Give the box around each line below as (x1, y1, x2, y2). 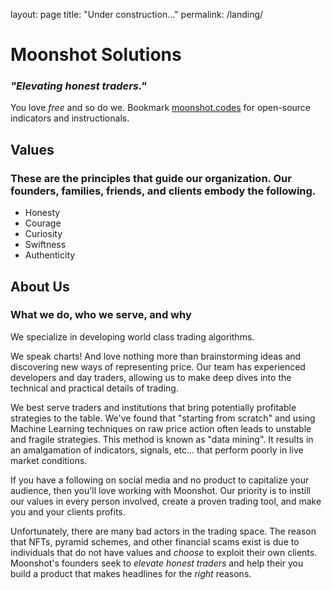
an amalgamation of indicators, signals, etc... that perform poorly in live (10, 444, 304, 456)
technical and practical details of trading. (10, 382, 179, 394)
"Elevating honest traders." (10, 79, 147, 93)
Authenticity (24, 249, 76, 261)
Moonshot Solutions (10, 44, 182, 66)
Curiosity (24, 228, 63, 240)
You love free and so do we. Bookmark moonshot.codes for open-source (10, 102, 312, 114)
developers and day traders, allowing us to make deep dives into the (10, 371, 292, 383)
